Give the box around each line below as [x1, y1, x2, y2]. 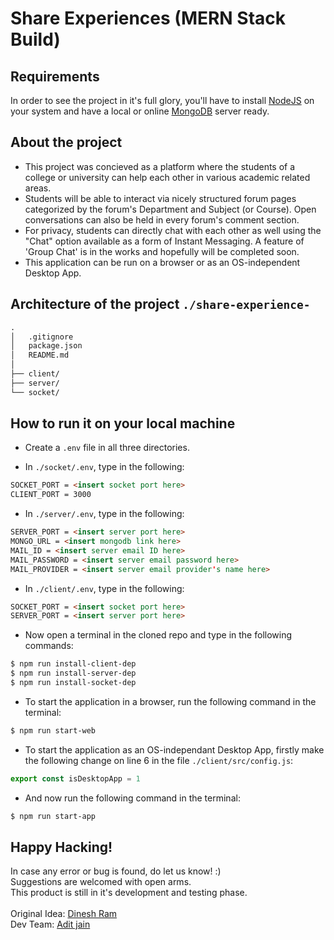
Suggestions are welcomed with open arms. [10, 876, 192, 888]
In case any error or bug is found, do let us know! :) [10, 865, 222, 877]
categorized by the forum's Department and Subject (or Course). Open [24, 203, 317, 215]
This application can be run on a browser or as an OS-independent [24, 256, 301, 268]
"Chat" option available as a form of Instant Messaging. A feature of [24, 235, 305, 247]
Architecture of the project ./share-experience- [10, 296, 311, 313]
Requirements [10, 68, 100, 85]
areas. [24, 182, 52, 194]
